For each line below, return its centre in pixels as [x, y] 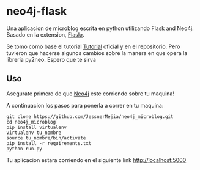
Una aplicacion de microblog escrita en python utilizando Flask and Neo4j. [100, 28]
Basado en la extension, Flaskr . [45, 34]
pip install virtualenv [37, 127]
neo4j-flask [37, 11]
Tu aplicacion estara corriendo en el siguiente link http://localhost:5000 [96, 160]
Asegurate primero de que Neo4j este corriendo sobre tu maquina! [90, 94]
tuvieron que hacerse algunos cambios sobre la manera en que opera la [97, 53]
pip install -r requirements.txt [49, 143]
